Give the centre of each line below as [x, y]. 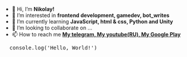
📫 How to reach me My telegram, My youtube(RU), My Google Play [96, 34]
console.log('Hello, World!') [53, 48]
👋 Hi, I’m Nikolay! [33, 9]
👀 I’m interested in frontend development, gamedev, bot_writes [91, 15]
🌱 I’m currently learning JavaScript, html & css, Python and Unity [92, 21]
